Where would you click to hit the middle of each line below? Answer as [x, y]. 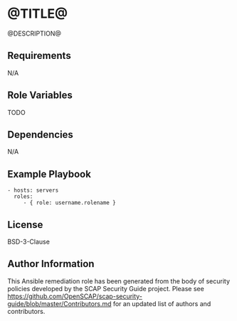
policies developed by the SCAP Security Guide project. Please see [106, 288]
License [25, 225]
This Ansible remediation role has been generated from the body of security [118, 281]
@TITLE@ [37, 14]
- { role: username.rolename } [69, 203]
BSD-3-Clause [28, 241]
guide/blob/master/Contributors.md [59, 303]
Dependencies [40, 135]
